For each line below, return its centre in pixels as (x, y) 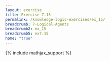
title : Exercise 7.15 (28, 15)
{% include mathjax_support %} (39, 53)
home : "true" (19, 39)
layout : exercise (24, 10)
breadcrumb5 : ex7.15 (27, 34)
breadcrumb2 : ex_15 (26, 29)
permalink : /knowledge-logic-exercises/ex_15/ (55, 19)
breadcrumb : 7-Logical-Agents (37, 24)
